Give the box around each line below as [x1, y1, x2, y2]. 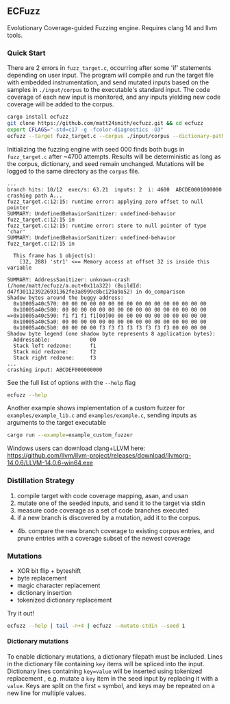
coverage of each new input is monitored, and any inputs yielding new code [7, 93, 221, 102]
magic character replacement [16, 581, 101, 589]
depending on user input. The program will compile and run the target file [7, 71, 214, 80]
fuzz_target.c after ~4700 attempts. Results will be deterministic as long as [7, 152, 221, 161]
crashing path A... [7, 192, 63, 199]
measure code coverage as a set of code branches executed [16, 506, 189, 514]
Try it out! [7, 609, 34, 617]
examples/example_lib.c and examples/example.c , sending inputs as [7, 411, 197, 419]
